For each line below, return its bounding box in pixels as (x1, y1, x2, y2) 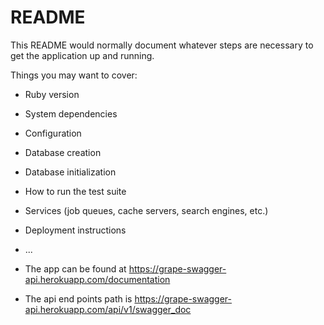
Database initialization (24, 166, 117, 178)
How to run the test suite (24, 185, 127, 197)
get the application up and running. (10, 49, 155, 61)
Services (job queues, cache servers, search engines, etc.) (24, 204, 269, 216)
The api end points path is (24, 292, 133, 305)
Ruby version (24, 88, 80, 100)
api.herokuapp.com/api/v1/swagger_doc (24, 303, 192, 315)
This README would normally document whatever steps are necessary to (10, 39, 314, 51)
